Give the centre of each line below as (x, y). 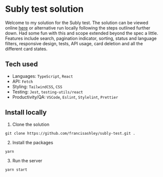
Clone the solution (31, 124)
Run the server (27, 160)
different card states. (26, 49)
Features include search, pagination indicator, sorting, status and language (81, 38)
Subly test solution (44, 9)
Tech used (21, 64)
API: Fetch (22, 81)
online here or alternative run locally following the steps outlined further (78, 28)
